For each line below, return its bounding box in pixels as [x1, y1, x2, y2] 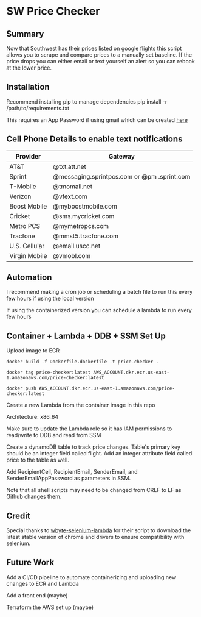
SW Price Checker [6, 4, 100, 18]
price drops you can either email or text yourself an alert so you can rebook [6, 58, 196, 65]
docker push [6, 385, 36, 391]
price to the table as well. [6, 456, 70, 464]
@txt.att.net [53, 162, 87, 171]
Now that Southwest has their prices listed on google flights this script [6, 45, 182, 52]
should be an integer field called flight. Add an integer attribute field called [6, 450, 192, 457]
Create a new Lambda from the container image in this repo [6, 401, 155, 409]
